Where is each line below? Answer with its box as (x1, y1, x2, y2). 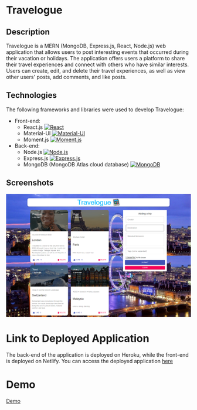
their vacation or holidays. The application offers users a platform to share (6, 55, 185, 61)
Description (6, 27, 50, 37)
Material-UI (23, 129, 51, 136)
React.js (23, 124, 43, 131)
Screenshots (6, 178, 54, 188)
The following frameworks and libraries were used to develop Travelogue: (6, 106, 185, 113)
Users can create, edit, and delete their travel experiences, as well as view (6, 67, 186, 74)
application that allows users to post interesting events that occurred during (6, 49, 189, 56)
